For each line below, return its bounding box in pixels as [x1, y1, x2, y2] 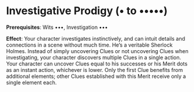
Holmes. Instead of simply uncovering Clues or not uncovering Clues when [6, 47, 189, 54]
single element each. [6, 78, 57, 86]
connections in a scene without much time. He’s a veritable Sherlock [6, 41, 173, 48]
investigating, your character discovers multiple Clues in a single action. [6, 54, 182, 61]
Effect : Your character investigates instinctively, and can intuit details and [6, 35, 185, 42]
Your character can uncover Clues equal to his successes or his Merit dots [6, 60, 188, 67]
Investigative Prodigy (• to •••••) [6, 4, 168, 18]
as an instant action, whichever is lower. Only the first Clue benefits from [6, 66, 183, 73]
